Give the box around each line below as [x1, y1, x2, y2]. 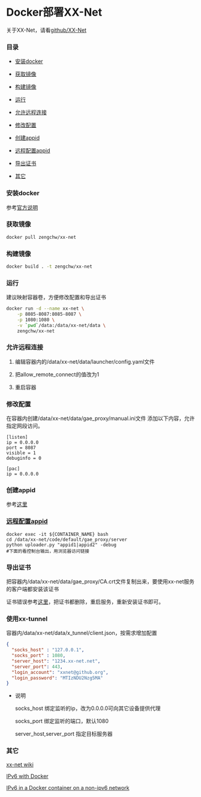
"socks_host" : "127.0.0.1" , [11, 647, 85, 653]
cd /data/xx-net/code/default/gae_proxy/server [6, 537, 128, 543]
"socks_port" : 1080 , [11, 652, 66, 659]
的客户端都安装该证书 [6, 586, 59, 593]
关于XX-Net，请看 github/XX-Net [6, 26, 87, 34]
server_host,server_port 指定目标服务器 [14, 730, 113, 738]
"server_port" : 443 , [11, 664, 63, 670]
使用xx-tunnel [6, 615, 48, 623]
